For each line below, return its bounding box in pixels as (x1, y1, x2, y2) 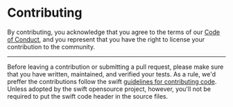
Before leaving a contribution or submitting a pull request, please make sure (7, 63, 224, 71)
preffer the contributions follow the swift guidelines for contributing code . (7, 77, 217, 85)
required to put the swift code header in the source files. (7, 92, 169, 100)
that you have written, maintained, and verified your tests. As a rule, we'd (7, 69, 216, 78)
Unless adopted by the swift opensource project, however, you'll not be (7, 85, 212, 93)
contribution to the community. (7, 42, 96, 51)
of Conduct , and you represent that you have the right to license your (7, 35, 205, 43)
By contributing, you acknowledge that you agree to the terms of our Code (7, 28, 221, 36)
